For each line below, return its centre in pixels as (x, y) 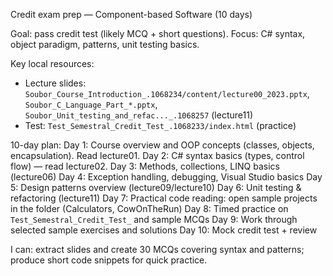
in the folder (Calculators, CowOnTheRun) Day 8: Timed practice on (149, 208)
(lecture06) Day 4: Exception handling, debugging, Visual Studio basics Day (166, 177)
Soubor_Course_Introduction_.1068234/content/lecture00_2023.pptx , (167, 93)
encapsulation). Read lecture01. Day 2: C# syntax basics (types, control (157, 155)
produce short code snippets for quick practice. (109, 260)
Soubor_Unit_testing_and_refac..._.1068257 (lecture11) (138, 115)
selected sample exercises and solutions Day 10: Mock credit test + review (164, 230)
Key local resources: (52, 63)
